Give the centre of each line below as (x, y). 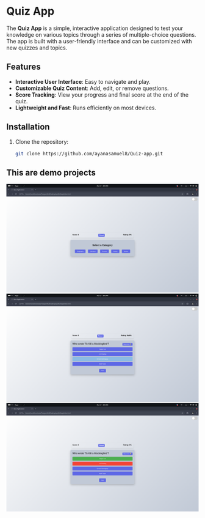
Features (23, 67)
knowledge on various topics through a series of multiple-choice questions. (101, 34)
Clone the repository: (42, 141)
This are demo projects (51, 172)
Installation (28, 127)
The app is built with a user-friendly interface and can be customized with (99, 41)
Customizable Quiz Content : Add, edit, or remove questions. (92, 88)
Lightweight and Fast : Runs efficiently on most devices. (86, 108)
